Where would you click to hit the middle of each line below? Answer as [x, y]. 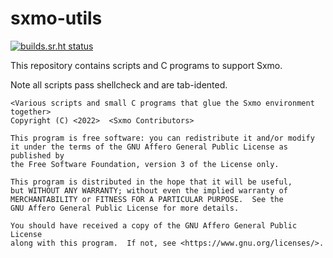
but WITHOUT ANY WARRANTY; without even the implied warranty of [149, 190]
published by [37, 155]
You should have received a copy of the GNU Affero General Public [154, 225]
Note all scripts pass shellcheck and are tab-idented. [119, 84]
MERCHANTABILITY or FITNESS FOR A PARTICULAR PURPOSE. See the [147, 199]
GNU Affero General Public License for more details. [125, 208]
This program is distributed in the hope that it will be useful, [151, 182]
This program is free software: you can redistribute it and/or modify [162, 138]
